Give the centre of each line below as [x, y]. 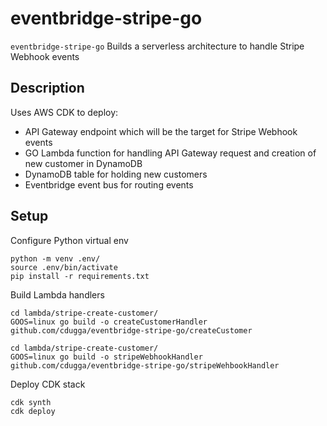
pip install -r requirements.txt [80, 276]
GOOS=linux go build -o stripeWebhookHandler [106, 357]
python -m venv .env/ [55, 258]
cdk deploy [33, 411]
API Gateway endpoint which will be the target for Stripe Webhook [161, 131]
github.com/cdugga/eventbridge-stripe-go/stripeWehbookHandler [145, 365]
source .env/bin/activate [64, 267]
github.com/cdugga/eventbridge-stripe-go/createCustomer [131, 330]
